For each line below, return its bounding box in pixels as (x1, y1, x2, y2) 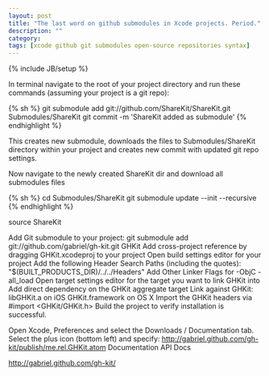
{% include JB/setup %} (8, 64, 89, 73)
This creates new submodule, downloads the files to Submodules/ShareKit (8, 136, 256, 146)
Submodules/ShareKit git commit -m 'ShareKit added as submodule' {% (8, 112, 247, 122)
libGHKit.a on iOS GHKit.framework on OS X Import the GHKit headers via (8, 293, 252, 303)
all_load (8, 275, 34, 286)
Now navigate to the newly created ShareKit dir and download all (8, 169, 224, 179)
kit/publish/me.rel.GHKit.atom (8, 343, 106, 353)
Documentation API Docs (107, 343, 192, 353)
